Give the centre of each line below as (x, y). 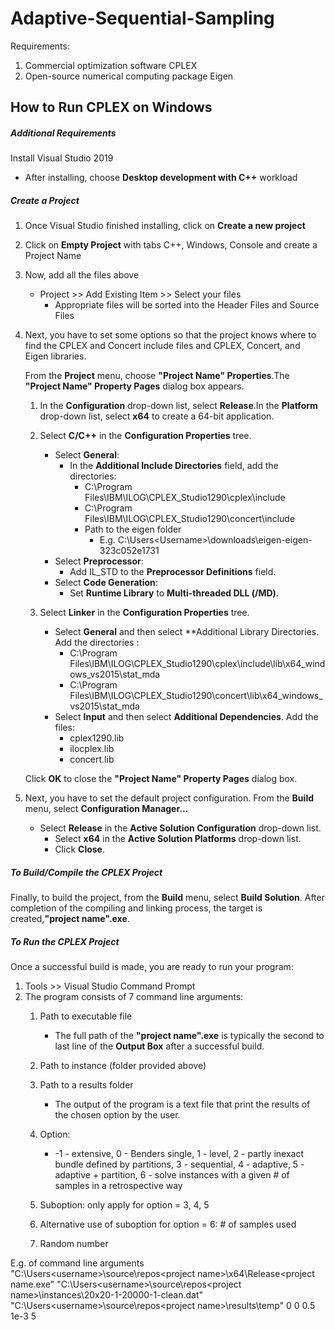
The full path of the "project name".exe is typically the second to (189, 1036)
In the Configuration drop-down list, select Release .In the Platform (178, 406)
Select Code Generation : (106, 583)
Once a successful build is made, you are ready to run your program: (152, 967)
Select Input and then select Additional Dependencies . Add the (186, 717)
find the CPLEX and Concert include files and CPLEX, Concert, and (162, 346)
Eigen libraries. (55, 356)
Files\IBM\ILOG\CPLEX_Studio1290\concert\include (190, 519)
